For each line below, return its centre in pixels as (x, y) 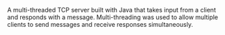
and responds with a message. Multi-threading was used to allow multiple (113, 17)
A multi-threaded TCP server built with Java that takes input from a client (112, 10)
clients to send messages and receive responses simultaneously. (100, 24)
